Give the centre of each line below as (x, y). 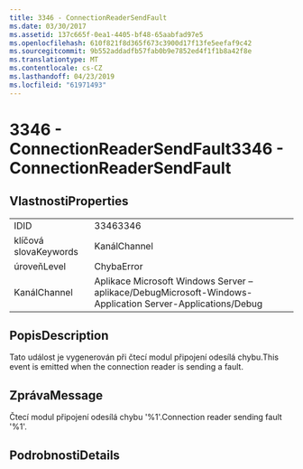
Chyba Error (119, 266)
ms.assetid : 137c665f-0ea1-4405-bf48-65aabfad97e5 (106, 34)
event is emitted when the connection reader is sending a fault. (126, 367)
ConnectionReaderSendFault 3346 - (147, 149)
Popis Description (59, 336)
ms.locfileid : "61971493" (58, 85)
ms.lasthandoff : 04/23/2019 (62, 77)
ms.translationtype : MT (54, 60)
